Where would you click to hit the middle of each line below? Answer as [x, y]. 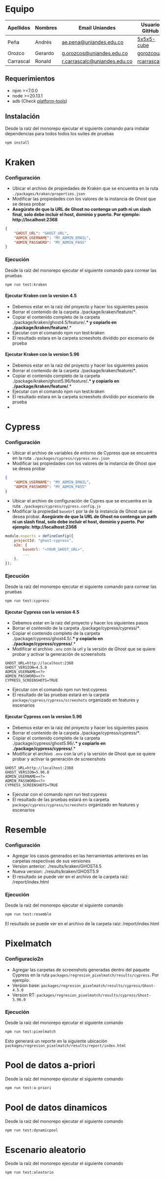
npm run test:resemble [28, 914]
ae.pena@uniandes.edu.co [93, 42]
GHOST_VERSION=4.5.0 [26, 668]
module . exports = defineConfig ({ [39, 536]
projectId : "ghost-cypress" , [44, 540]
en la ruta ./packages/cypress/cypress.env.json [61, 458]
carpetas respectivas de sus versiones [51, 861]
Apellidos [19, 28]
